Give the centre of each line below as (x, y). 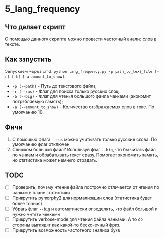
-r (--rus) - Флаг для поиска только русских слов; (66, 91)
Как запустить (28, 59)
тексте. (13, 44)
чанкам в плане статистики (41, 192)
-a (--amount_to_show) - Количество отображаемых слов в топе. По (83, 107)
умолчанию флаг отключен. (41, 144)
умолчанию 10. (28, 112)
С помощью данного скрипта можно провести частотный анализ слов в (81, 39)
